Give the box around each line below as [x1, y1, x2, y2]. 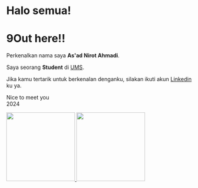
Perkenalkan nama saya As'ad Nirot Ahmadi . [6, 52, 120, 59]
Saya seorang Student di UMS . [6, 63, 85, 71]
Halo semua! [6, 4, 71, 18]
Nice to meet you [6, 94, 50, 101]
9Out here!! [6, 32, 66, 46]
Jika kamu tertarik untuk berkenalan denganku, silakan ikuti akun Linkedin [6, 76, 192, 83]
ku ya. [6, 82, 22, 89]
